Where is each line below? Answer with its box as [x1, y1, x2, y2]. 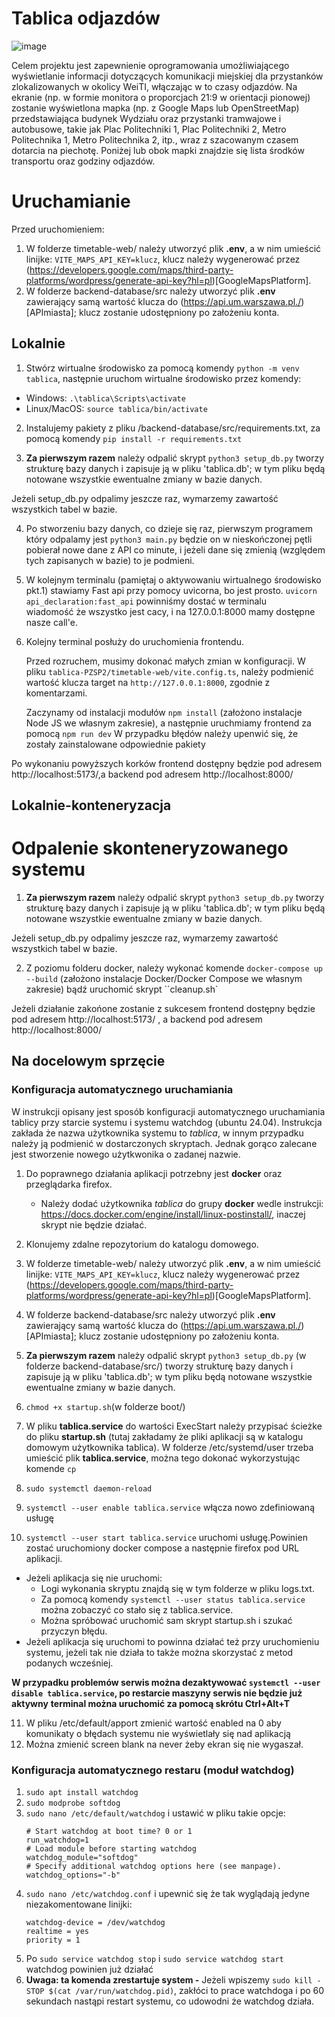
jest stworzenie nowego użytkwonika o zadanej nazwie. [11, 1148, 241, 1160]
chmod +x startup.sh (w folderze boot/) [25, 1400, 186, 1412]
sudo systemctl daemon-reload [25, 1483, 153, 1494]
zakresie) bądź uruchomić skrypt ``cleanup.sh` [25, 983, 219, 996]
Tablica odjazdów [11, 7, 161, 30]
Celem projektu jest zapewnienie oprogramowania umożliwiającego [11, 59, 290, 71]
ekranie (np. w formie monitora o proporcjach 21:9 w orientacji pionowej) [11, 91, 311, 103]
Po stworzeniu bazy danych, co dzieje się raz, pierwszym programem [25, 522, 314, 534]
